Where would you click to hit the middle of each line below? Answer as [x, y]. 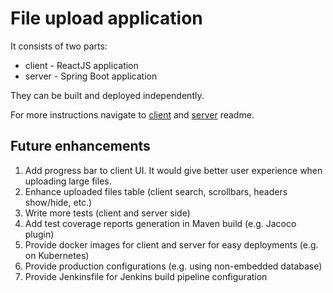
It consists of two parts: [59, 46]
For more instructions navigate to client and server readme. [132, 114]
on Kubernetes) [57, 255]
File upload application [106, 18]
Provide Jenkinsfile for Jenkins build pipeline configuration [146, 276]
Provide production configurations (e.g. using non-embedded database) [173, 266]
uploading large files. [68, 181]
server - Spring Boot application [91, 76]
